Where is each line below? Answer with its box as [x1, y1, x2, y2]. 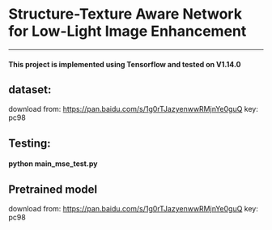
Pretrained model [8, 182, 98, 196]
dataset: [8, 83, 52, 96]
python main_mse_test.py [8, 159, 98, 168]
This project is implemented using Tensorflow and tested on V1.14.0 [8, 59, 241, 69]
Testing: [8, 136, 51, 150]
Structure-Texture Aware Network [8, 5, 243, 23]
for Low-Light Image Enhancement [8, 22, 247, 40]
